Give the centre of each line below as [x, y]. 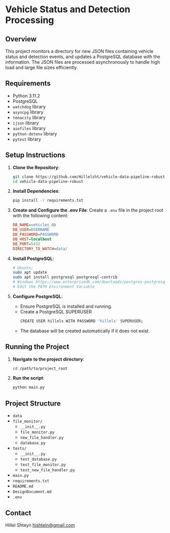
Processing [30, 20]
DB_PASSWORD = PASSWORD [35, 234]
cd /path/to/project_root [40, 368]
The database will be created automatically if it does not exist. [85, 331]
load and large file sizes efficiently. [42, 68]
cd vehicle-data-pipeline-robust [48, 181]
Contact [18, 513]
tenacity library [29, 117]
